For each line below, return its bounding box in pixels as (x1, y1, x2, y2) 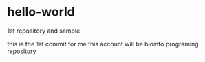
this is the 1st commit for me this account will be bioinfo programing (7, 40, 199, 48)
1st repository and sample (7, 27, 80, 35)
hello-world (7, 4, 76, 20)
